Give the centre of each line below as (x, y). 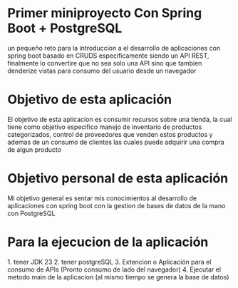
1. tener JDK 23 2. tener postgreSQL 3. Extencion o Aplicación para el (109, 262)
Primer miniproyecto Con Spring (105, 13)
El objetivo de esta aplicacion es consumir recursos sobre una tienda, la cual (120, 119)
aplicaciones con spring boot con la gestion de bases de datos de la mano (117, 205)
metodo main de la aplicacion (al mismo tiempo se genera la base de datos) (118, 277)
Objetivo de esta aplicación (90, 99)
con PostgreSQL (31, 213)
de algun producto (35, 149)
